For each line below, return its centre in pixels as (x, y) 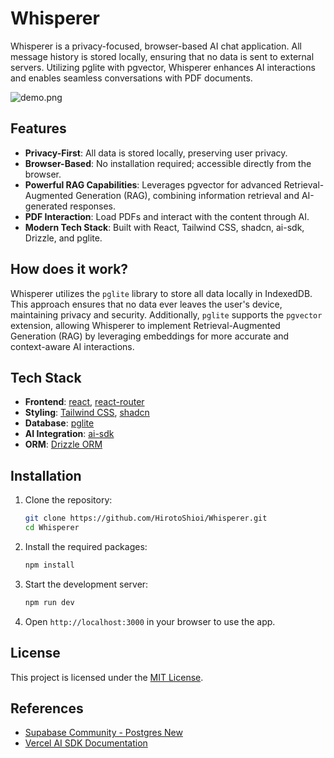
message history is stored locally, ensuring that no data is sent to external (162, 56)
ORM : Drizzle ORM (63, 444)
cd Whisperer (52, 528)
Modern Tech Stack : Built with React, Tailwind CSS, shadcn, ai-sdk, (164, 227)
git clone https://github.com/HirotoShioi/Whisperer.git (146, 518)
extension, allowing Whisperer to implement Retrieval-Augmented (145, 325)
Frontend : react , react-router (84, 402)
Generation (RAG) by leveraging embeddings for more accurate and (150, 336)
